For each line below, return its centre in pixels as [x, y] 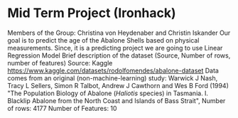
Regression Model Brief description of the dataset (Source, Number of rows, [119, 55]
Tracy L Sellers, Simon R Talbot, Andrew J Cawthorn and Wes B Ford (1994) [118, 85]
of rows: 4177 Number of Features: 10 [62, 108]
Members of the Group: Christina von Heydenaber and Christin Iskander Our [119, 33]
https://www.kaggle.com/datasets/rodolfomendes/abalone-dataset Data [113, 70]
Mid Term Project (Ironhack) [92, 13]
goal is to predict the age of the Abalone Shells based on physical [103, 40]
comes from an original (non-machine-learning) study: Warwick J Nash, [113, 78]
